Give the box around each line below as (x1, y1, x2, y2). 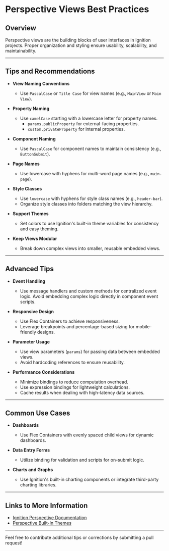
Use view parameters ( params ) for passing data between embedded (20, 348, 160, 355)
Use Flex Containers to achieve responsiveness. (20, 318, 120, 324)
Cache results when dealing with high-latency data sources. (20, 389, 145, 395)
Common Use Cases (5, 409, 70, 418)
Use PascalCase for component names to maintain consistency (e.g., (20, 145, 161, 152)
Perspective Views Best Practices (5, 4, 149, 15)
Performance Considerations (12, 369, 75, 375)
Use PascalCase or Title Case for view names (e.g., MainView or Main (20, 90, 162, 96)
